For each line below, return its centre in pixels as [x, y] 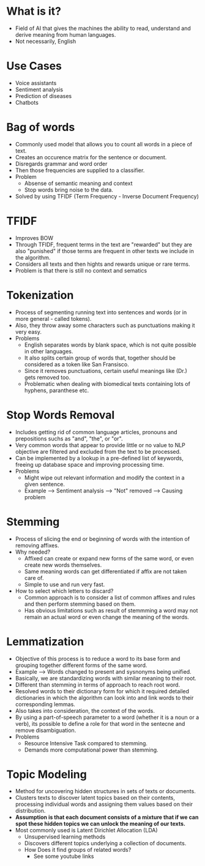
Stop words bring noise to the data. [69, 190]
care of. [34, 578]
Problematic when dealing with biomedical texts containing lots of [107, 383]
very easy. [28, 331]
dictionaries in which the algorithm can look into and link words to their [104, 698]
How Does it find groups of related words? [78, 850]
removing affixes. [37, 545]
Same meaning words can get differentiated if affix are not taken [106, 571]
